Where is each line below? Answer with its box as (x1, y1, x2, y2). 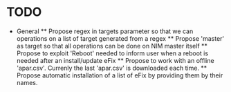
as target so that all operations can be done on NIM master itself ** (16, 42, 208, 50)
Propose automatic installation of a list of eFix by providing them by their (16, 71, 223, 80)
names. (16, 78, 38, 86)
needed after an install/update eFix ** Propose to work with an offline (16, 56, 215, 64)
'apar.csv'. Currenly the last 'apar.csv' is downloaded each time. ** (16, 64, 207, 72)
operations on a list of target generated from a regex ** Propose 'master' (16, 34, 225, 42)
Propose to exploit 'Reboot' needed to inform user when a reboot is (16, 49, 209, 57)
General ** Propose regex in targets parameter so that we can (16, 27, 194, 35)
